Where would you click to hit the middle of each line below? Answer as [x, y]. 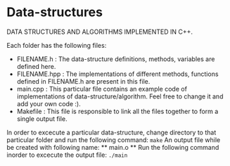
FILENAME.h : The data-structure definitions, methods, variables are [116, 59]
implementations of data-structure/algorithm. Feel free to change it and [120, 96]
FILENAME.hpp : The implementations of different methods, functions [117, 74]
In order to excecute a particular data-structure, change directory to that [111, 132]
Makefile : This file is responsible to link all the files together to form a [117, 111]
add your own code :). [49, 103]
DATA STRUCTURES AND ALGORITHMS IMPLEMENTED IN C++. [100, 32]
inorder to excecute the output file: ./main [67, 155]
